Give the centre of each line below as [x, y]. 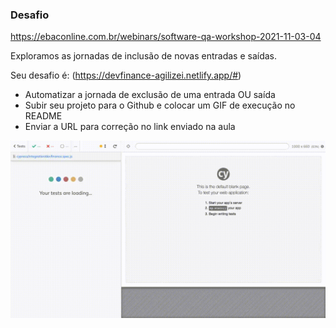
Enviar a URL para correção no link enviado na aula [130, 127]
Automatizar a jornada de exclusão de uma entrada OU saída [150, 95]
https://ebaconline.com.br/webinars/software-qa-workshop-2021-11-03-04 [166, 37]
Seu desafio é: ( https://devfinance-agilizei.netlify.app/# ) [126, 75]
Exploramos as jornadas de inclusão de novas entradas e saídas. [144, 56]
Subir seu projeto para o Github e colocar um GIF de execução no [160, 105]
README [43, 116]
